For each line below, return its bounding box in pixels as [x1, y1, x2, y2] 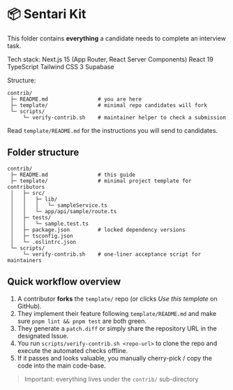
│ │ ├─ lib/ [10, 196, 58, 203]
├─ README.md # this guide [10, 171, 136, 178]
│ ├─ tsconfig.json [10, 232, 73, 239]
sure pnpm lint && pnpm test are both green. [17, 317, 147, 325]
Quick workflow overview [7, 276, 121, 288]
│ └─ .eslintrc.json [10, 238, 77, 245]
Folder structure [7, 147, 80, 159]
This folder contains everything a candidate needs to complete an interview [7, 34, 227, 43]
